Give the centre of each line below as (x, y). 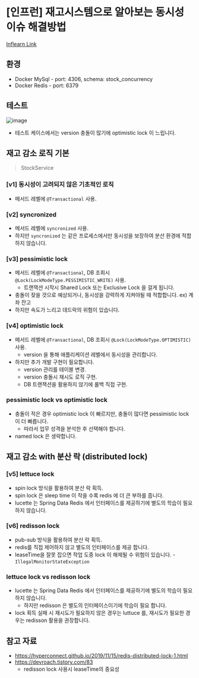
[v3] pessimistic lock (37, 259)
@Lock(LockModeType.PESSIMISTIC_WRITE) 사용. (70, 280)
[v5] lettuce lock (30, 474)
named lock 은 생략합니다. (46, 436)
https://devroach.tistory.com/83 (54, 662)
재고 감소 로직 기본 (38, 153)
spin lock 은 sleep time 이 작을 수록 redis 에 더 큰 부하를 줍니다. (89, 495)
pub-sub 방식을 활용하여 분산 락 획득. (59, 540)
